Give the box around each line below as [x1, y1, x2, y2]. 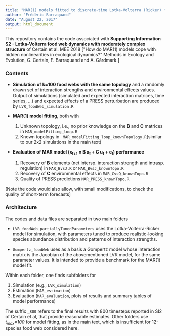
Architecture [5, 204, 37, 211]
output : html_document [5, 21, 53, 27]
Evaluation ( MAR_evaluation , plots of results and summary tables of [12, 293, 152, 299]
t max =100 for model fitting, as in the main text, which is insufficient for [5, 319, 151, 326]
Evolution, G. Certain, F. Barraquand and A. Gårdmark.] [5, 57, 120, 64]
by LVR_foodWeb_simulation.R [12, 103, 74, 109]
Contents [5, 70, 29, 77]
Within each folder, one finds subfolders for [5, 272, 96, 278]
